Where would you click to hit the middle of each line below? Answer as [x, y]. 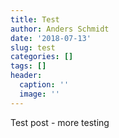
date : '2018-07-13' [51, 38]
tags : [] [28, 66]
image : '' [39, 94]
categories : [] [42, 57]
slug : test [33, 47]
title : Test [35, 19]
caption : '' [44, 85]
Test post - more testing [60, 122]
